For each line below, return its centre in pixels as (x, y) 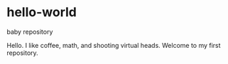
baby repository (30, 32)
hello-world (42, 12)
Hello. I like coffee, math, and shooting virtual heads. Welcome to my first (114, 45)
